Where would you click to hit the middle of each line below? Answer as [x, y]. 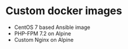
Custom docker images [64, 11]
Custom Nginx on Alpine [44, 40]
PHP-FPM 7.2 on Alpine [43, 33]
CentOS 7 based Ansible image [52, 27]
